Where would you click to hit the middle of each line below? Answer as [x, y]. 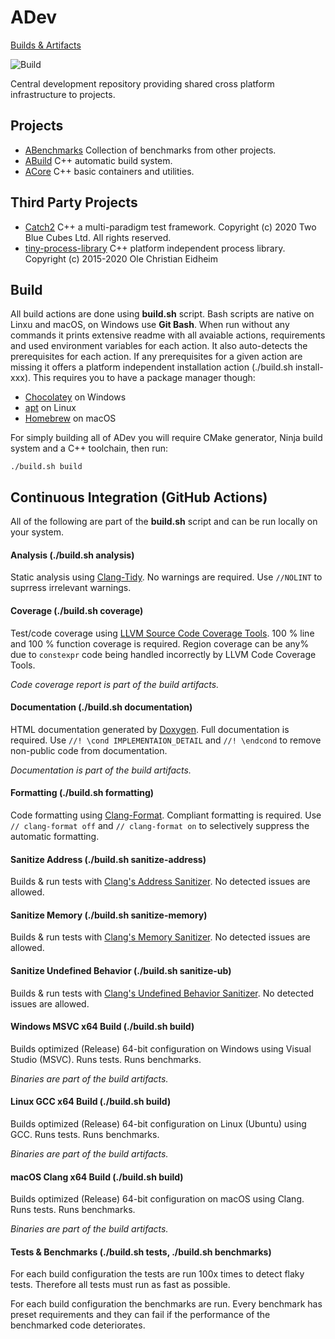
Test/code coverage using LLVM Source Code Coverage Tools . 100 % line [162, 633]
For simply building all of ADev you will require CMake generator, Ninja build [166, 438]
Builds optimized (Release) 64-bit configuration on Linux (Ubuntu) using [158, 1124]
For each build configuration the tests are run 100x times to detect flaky [157, 1274]
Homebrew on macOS [70, 418]
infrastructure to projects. [63, 94]
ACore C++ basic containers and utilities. [109, 171]
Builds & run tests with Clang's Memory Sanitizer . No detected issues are [160, 937]
